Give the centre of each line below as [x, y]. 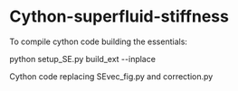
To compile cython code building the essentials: [99, 41]
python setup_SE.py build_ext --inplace [83, 59]
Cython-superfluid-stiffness [119, 17]
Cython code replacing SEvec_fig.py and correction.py [111, 76]
